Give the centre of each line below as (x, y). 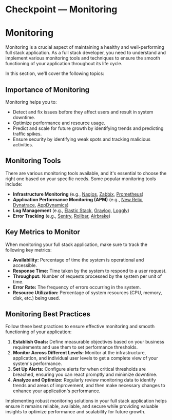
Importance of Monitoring (47, 90)
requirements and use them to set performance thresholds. (75, 347)
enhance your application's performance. (56, 391)
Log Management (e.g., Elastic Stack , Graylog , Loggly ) (71, 210)
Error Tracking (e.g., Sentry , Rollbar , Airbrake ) (62, 216)
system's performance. (37, 364)
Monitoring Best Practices (48, 314)
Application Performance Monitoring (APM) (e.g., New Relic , (78, 199)
